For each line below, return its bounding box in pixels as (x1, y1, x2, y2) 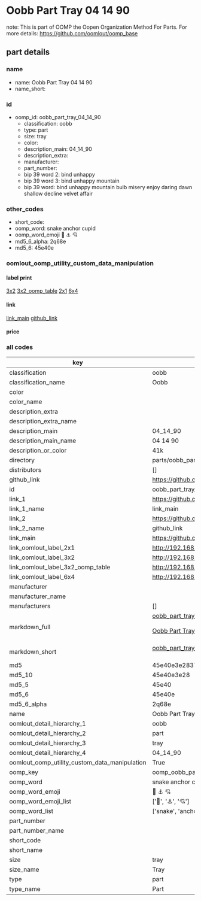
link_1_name (9, 505, 45, 513)
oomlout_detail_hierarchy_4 (9, 749, 86, 757)
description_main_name (9, 436, 77, 445)
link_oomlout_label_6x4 (9, 573, 75, 581)
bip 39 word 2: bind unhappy (23, 171, 96, 178)
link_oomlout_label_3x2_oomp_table (9, 563, 111, 572)
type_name (9, 885, 41, 893)
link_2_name (9, 524, 45, 533)
